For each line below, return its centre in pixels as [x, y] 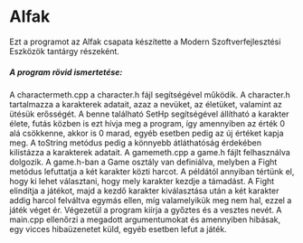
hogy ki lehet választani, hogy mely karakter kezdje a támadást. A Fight [142, 181]
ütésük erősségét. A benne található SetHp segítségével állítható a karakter [149, 114]
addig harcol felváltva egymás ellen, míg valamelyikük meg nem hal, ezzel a [151, 200]
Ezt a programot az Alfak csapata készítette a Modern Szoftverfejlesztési [145, 42]
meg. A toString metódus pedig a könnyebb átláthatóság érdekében [136, 143]
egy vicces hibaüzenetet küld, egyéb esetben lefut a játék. [118, 229]
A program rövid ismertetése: [66, 72]
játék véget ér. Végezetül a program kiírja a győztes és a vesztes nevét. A [146, 210]
